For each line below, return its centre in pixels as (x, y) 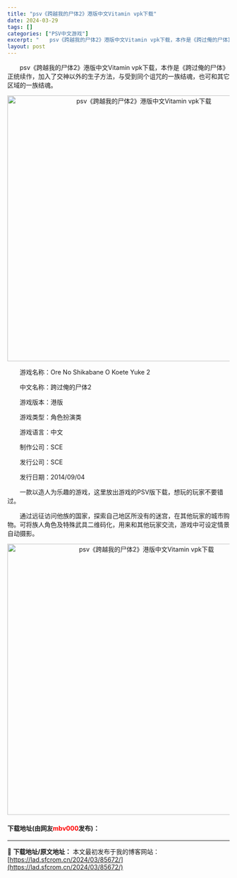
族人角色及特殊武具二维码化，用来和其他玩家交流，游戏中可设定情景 (130, 525)
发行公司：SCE (41, 462)
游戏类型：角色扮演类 (50, 417)
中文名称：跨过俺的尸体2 (55, 387)
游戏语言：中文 (41, 432)
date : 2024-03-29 (33, 20)
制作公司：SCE (41, 447)
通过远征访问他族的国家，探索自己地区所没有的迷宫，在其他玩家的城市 (121, 516)
